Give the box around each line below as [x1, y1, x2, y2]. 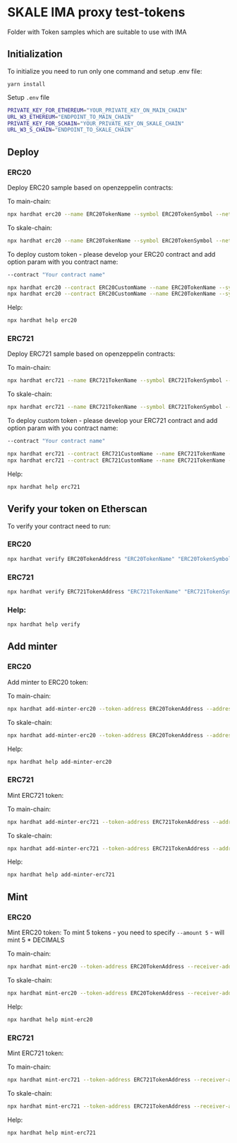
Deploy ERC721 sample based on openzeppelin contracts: [7, 349, 176, 358]
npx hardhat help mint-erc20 [7, 1016, 93, 1023]
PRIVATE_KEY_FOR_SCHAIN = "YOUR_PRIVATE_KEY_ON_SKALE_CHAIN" [7, 120, 185, 127]
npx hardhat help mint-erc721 [7, 1129, 97, 1136]
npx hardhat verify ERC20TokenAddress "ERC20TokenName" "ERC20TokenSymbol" [7, 555, 235, 562]
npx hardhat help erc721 [7, 483, 80, 490]
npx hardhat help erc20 [7, 317, 78, 324]
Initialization [7, 48, 63, 60]
